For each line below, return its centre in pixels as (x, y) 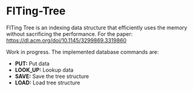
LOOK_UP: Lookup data (44, 69)
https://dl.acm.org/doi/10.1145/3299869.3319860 (67, 40)
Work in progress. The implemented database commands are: (82, 51)
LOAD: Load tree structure (47, 83)
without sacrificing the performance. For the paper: (70, 34)
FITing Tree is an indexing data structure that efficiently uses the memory (97, 28)
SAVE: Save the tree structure (52, 76)
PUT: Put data (32, 63)
